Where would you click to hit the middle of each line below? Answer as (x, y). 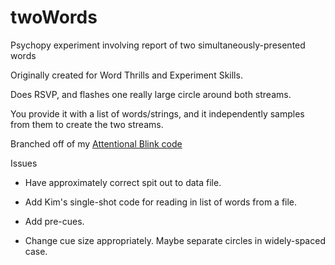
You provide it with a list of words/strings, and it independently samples (157, 113)
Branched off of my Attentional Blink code (96, 143)
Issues (24, 163)
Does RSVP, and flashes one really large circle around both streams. (151, 94)
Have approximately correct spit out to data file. (123, 182)
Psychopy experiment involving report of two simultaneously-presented (158, 45)
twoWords (54, 17)
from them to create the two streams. (87, 124)
